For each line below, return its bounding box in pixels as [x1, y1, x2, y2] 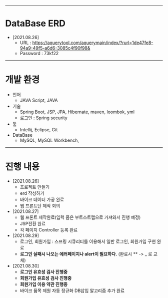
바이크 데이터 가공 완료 [19, 196, 64, 202]
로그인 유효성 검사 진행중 [19, 268, 68, 274]
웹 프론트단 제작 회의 [19, 202, 60, 208]
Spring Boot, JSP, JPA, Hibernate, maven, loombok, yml [19, 109, 135, 115]
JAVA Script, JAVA [19, 97, 58, 103]
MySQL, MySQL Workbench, [19, 137, 79, 143]
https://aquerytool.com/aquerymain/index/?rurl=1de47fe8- [32, 40, 153, 46]
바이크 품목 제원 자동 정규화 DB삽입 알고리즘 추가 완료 [19, 287, 125, 293]
